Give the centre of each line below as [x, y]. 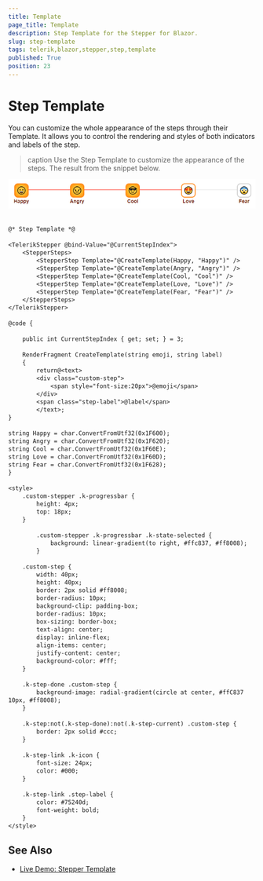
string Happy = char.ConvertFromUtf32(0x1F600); [89, 433]
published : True [35, 58]
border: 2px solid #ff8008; [82, 590]
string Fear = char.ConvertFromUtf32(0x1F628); [88, 465]
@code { [21, 324]
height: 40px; [59, 583]
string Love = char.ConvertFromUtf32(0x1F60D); [88, 457]
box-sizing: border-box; [77, 622]
